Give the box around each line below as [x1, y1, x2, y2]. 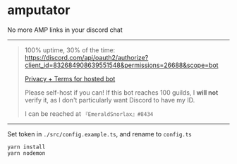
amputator [7, 2, 71, 18]
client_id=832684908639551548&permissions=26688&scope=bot [24, 61, 219, 69]
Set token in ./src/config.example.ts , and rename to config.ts [7, 129, 193, 138]
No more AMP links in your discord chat [7, 25, 123, 34]
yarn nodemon [7, 149, 46, 157]
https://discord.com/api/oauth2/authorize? [24, 53, 149, 61]
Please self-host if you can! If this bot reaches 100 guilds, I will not [24, 88, 219, 97]
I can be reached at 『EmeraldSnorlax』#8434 [24, 109, 154, 118]
